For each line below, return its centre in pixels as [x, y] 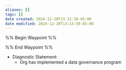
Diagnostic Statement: [35, 57]
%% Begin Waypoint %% [31, 38]
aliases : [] [17, 10]
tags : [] [14, 14]
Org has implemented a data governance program [71, 62]
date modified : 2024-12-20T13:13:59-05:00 [49, 24]
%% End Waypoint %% [29, 47]
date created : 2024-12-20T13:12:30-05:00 [48, 19]
